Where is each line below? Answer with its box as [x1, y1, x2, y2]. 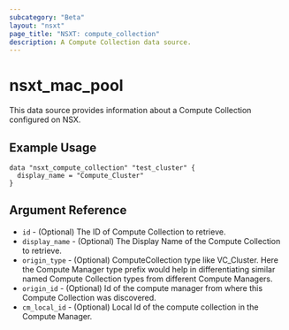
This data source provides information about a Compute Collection [9, 105, 252, 116]
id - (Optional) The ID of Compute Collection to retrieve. [21, 226, 226, 237]
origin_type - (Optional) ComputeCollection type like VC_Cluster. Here [21, 254, 279, 265]
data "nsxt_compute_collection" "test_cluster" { [9, 164, 196, 173]
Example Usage [9, 140, 97, 155]
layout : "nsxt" [9, 21, 65, 30]
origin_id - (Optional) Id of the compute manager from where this [21, 282, 263, 293]
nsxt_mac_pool [9, 76, 124, 96]
